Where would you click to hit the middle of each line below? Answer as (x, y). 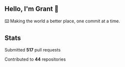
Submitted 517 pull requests (33, 50)
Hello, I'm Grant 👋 (32, 9)
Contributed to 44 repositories (35, 59)
